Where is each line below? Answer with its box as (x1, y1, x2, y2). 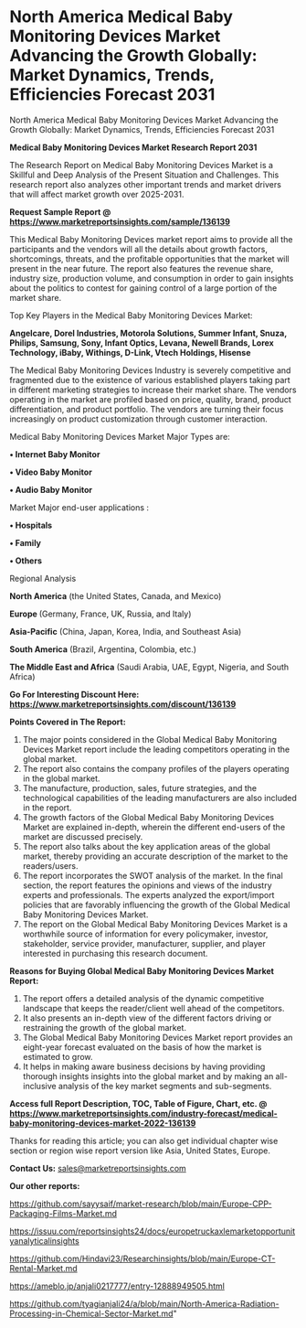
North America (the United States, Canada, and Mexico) (9, 590, 222, 601)
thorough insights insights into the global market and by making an (22, 1070, 274, 1081)
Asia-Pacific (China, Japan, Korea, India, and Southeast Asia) (9, 626, 242, 637)
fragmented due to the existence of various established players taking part (9, 374, 290, 385)
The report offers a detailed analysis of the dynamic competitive (22, 992, 265, 1003)
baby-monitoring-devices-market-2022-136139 (9, 1118, 196, 1129)
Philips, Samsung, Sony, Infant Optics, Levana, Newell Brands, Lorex (9, 337, 274, 348)
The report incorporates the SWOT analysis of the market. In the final (22, 870, 283, 881)
